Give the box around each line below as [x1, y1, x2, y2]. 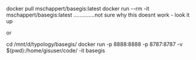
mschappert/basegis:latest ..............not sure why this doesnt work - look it [6, 11, 190, 18]
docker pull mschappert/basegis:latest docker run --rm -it [6, 5, 150, 12]
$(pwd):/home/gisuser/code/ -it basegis [6, 47, 105, 54]
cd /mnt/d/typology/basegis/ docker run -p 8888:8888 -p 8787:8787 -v [6, 41, 183, 48]
